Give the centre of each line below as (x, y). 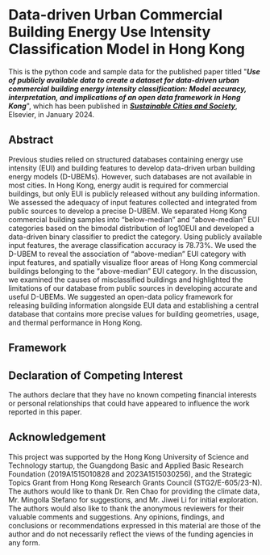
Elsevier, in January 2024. (52, 114)
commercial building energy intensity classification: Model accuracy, (128, 88)
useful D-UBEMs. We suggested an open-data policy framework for (121, 296)
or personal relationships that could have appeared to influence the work (129, 403)
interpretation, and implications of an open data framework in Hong (125, 97)
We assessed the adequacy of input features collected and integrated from (133, 202)
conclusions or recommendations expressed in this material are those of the (135, 525)
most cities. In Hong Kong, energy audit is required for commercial (118, 185)
